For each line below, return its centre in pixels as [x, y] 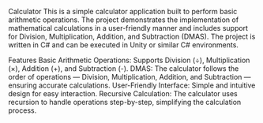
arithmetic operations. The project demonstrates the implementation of [124, 20]
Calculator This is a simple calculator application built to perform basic [123, 11]
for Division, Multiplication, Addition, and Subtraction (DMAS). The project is [132, 36]
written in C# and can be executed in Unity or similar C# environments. [124, 45]
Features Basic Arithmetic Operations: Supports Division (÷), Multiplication [129, 60]
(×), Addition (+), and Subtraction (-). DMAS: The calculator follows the [124, 69]
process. [23, 110]
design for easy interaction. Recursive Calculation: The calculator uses [123, 93]
